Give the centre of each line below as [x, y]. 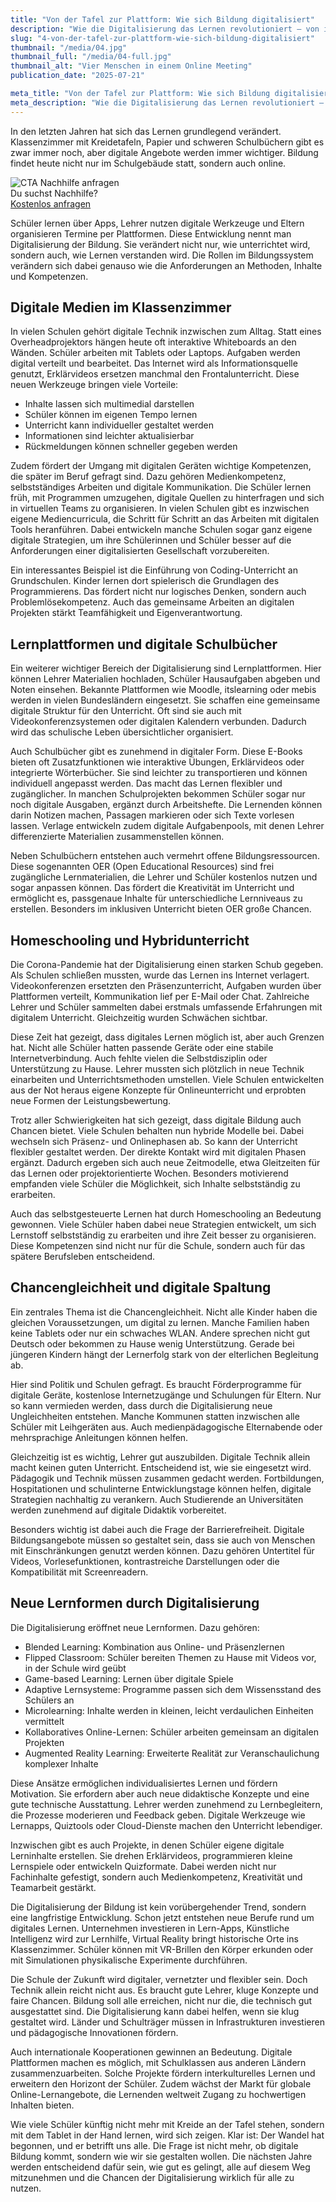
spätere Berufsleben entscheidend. [83, 1257]
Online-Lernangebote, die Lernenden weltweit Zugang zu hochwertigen [158, 2094]
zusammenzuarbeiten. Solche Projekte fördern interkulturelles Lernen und [163, 2073]
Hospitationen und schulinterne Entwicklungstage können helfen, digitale [161, 1488]
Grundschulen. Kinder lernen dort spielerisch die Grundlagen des [145, 581]
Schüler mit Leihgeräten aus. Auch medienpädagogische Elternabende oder [166, 1427]
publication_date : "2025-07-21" [77, 76]
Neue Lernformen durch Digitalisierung [135, 1603]
